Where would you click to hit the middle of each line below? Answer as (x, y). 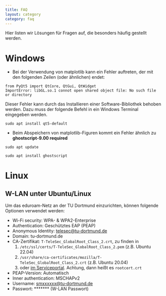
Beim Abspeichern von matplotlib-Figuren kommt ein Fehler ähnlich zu (84, 133)
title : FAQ (16, 10)
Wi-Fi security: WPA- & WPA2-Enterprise (54, 220)
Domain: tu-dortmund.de (37, 236)
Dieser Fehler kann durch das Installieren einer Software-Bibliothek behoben (83, 104)
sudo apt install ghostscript (36, 156)
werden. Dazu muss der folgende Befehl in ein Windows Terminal (72, 109)
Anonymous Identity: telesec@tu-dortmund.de (60, 231)
